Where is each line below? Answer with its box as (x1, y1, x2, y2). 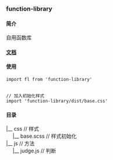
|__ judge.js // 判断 (12, 147, 57, 154)
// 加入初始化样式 (6, 93, 45, 98)
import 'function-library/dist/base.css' (6, 98, 108, 104)
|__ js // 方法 (6, 140, 35, 147)
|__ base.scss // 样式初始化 (12, 132, 77, 139)
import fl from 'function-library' (6, 76, 93, 82)
